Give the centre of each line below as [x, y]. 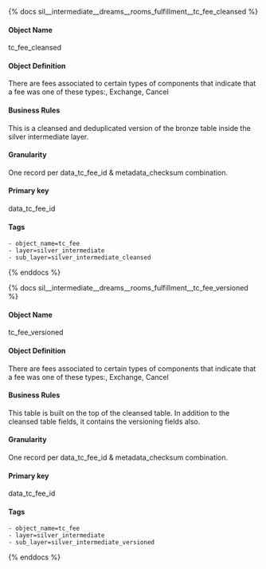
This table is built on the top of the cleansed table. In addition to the [119, 413]
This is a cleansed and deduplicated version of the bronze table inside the [129, 128]
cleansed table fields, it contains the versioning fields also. [104, 421]
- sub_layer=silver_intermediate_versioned [82, 543]
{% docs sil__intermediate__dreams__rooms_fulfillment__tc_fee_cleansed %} [133, 12]
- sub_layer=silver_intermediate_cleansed [80, 258]
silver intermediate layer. [49, 136]
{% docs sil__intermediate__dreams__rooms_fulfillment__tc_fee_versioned [128, 288]
